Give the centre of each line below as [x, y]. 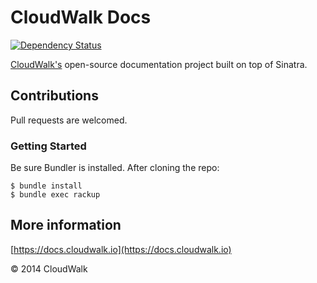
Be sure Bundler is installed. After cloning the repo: [115, 168]
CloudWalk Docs [81, 17]
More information [66, 225]
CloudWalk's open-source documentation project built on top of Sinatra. [159, 64]
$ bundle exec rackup [55, 195]
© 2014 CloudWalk [49, 268]
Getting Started [48, 146]
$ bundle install [46, 186]
